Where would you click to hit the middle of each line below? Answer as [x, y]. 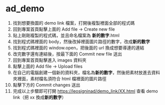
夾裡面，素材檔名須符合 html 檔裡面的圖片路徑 [60, 79]
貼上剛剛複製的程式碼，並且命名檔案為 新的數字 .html [66, 35]
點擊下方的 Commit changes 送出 [46, 85]
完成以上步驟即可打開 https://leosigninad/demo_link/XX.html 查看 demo [85, 91]
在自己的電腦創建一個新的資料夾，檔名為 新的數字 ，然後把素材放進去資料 [86, 72]
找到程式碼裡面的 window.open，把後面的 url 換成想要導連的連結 [79, 48]
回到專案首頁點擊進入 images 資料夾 [50, 60]
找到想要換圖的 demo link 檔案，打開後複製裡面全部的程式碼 [74, 23]
